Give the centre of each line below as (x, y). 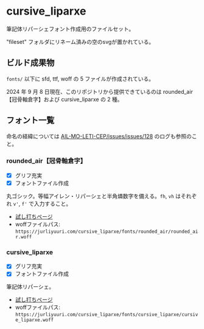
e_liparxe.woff (34, 320)
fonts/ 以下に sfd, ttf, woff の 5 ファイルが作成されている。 (80, 79)
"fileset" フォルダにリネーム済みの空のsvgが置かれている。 (80, 41)
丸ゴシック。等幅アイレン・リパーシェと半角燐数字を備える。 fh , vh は (94, 196)
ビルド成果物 (30, 63)
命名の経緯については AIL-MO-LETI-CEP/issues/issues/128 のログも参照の (99, 136)
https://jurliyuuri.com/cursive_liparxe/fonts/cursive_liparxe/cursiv (107, 315)
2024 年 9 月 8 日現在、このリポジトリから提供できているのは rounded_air (100, 91)
